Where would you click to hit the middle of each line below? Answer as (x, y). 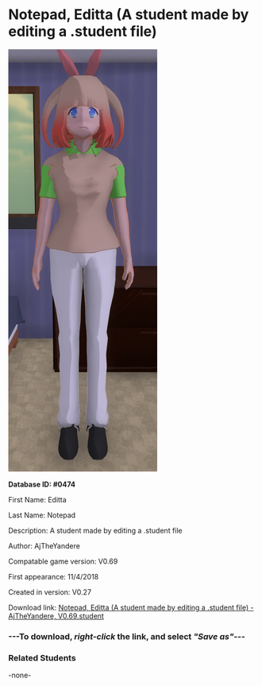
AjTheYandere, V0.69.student (56, 616)
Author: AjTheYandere (44, 545)
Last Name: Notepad (42, 515)
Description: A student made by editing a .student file (95, 530)
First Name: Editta (38, 499)
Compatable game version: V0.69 (63, 561)
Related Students (42, 657)
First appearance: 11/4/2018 (54, 576)
